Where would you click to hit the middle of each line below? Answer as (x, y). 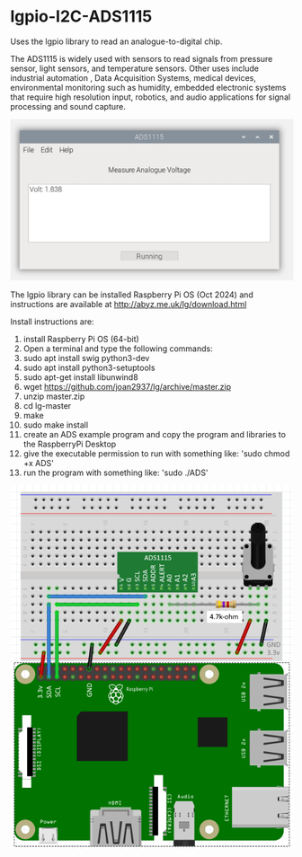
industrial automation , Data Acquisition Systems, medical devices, (133, 77)
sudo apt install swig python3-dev (86, 358)
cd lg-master (47, 405)
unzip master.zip (54, 396)
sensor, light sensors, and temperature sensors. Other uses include (135, 68)
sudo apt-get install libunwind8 (80, 377)
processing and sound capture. (68, 106)
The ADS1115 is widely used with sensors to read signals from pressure (142, 58)
